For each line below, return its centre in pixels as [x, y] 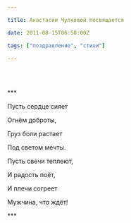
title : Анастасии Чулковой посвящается [66, 20]
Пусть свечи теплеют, [40, 161]
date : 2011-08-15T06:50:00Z [49, 32]
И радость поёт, [31, 175]
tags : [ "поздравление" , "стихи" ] [56, 46]
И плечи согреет [32, 188]
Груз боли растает [35, 134]
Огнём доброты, [32, 120]
